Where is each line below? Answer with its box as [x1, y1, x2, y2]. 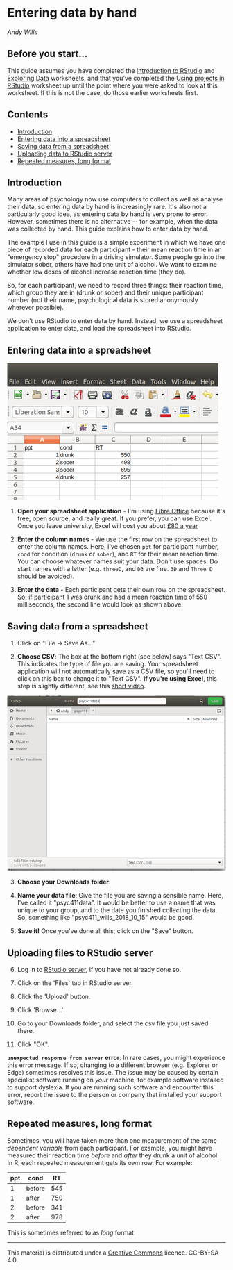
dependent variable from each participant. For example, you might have [7, 1144, 213, 1152]
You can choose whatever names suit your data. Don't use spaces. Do [17, 557, 218, 566]
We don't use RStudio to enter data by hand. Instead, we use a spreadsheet [7, 317, 223, 325]
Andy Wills [7, 28, 38, 36]
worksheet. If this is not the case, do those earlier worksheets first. [7, 88, 198, 97]
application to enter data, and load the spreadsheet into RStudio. [7, 324, 192, 333]
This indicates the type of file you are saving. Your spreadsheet [17, 660, 199, 668]
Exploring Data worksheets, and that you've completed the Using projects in [7, 74, 225, 82]
